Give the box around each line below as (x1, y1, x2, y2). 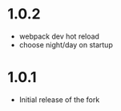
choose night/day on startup (18, 39, 113, 49)
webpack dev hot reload (18, 31, 99, 41)
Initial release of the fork (18, 94, 100, 105)
